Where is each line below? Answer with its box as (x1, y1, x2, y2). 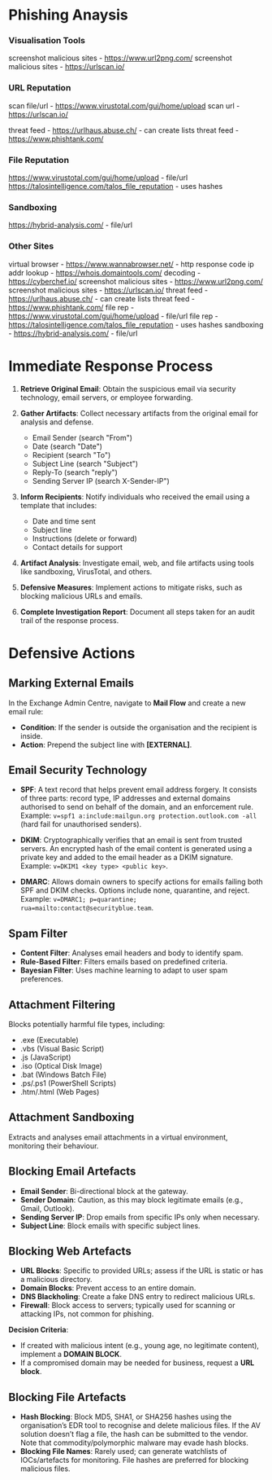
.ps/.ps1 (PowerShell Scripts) (19, 1078, 117, 1088)
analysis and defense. (19, 417, 94, 427)
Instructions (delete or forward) (32, 534, 138, 543)
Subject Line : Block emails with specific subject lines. (19, 1220, 201, 1231)
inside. (19, 731, 43, 740)
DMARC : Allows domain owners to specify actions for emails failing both (19, 877, 264, 887)
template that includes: (19, 500, 97, 510)
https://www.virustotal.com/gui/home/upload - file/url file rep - (8, 311, 219, 321)
